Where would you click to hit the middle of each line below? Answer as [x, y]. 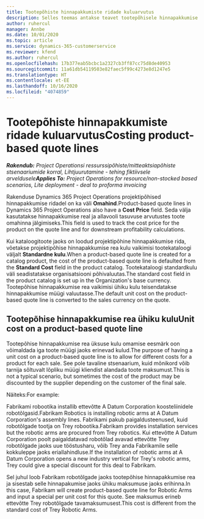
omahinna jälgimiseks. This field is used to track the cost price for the [93, 223]
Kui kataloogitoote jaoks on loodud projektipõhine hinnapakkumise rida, [96, 241]
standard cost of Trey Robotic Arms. [52, 509]
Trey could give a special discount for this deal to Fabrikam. [82, 465]
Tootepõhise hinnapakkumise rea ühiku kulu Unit [100, 319]
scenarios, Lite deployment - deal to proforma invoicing [76, 185]
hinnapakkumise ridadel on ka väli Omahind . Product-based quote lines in [99, 203]
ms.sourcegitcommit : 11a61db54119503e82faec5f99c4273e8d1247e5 [89, 69]
